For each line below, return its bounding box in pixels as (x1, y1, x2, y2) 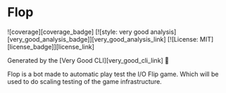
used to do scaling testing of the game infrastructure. (7, 77, 162, 85)
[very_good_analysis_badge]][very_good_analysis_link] (7, 35, 167, 43)
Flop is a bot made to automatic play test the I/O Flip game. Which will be (7, 70, 219, 78)
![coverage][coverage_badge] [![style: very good (7, 27, 149, 36)
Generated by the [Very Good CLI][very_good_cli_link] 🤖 (7, 56, 170, 64)
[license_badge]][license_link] (7, 42, 95, 51)
